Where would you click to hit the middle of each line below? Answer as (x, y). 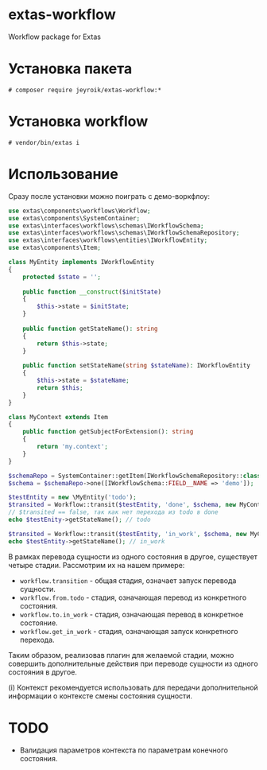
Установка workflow (78, 122)
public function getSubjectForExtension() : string (108, 432)
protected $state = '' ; (62, 277)
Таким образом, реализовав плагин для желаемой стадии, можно (121, 655)
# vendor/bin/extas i (44, 142)
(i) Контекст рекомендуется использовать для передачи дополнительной (133, 687)
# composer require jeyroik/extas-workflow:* (85, 90)
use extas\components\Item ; (55, 248)
